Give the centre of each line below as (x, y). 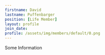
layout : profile (22, 24)
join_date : (16, 29)
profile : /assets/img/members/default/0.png (52, 33)
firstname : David (23, 10)
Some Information (24, 48)
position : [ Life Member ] (31, 19)
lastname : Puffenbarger (30, 15)
